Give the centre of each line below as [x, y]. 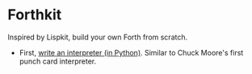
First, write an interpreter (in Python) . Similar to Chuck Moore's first [131, 52]
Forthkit [35, 15]
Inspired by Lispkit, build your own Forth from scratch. [97, 37]
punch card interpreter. [58, 61]
